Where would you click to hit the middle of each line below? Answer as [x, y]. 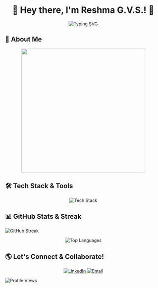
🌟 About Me [24, 39]
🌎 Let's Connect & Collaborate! [54, 257]
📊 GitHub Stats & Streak [43, 216]
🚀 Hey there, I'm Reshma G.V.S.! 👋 [83, 10]
